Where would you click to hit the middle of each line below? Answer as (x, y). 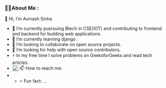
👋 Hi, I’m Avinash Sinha (28, 19)
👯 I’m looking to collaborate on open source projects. (66, 44)
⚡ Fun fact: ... (33, 81)
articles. (20, 62)
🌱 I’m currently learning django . (45, 39)
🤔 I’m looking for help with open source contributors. (66, 50)
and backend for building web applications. (56, 34)
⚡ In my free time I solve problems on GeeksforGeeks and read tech (82, 55)
